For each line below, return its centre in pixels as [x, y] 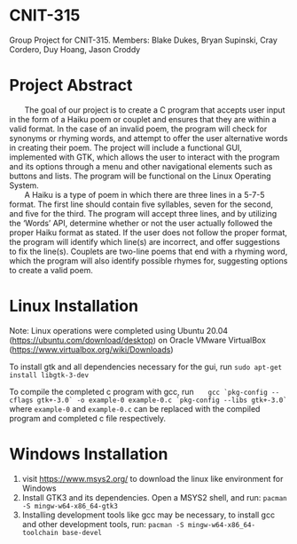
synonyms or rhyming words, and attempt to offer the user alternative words [148, 138]
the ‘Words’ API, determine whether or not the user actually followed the [141, 223]
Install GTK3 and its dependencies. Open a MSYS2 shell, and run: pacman [154, 497]
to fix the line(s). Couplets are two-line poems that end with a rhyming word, [148, 251]
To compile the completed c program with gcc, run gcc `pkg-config [138, 391]
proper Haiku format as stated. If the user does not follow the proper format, [148, 233]
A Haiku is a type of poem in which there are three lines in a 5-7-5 [145, 194]
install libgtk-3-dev [49, 375]
